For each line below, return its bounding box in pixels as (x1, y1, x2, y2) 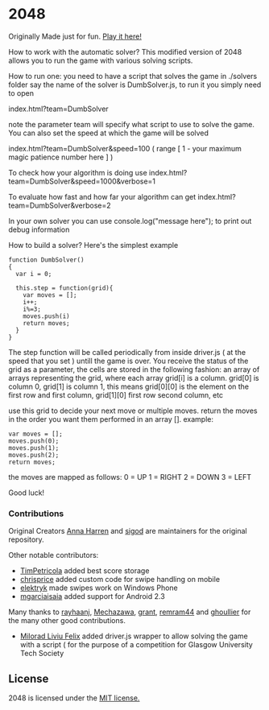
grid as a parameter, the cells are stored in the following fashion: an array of (8, 364, 260, 374)
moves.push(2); (8, 451, 60, 459)
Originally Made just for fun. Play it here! (8, 31, 143, 41)
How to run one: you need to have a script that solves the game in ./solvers (8, 71, 258, 80)
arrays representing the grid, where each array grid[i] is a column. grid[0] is (8, 373, 259, 382)
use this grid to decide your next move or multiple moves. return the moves (8, 406, 258, 415)
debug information (8, 225, 70, 234)
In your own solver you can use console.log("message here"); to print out (8, 216, 252, 225)
